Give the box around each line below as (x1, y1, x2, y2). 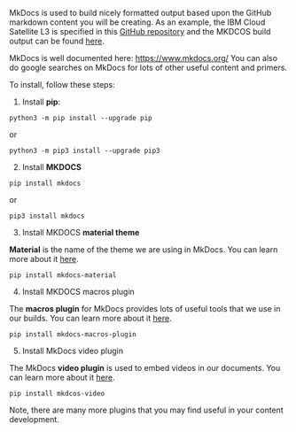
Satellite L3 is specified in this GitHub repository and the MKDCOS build (9, 27, 271, 36)
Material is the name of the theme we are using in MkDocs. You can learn (9, 244, 278, 255)
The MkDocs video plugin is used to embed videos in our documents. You (9, 363, 281, 373)
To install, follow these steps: (9, 80, 115, 89)
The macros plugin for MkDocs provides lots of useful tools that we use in (9, 304, 281, 313)
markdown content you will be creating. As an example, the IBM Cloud (9, 17, 266, 27)
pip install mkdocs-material (9, 271, 117, 280)
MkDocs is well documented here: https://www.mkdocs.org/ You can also (9, 53, 277, 63)
